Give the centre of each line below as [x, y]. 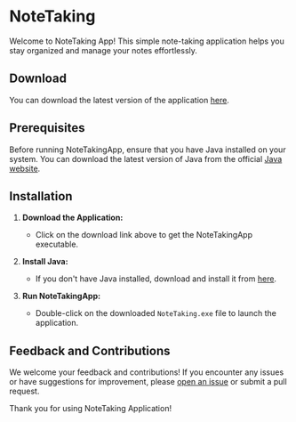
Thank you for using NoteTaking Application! [90, 409]
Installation [41, 196]
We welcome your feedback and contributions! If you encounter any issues [147, 372]
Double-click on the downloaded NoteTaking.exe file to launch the [156, 313]
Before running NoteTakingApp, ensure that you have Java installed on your [148, 150]
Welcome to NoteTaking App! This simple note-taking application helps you [147, 41]
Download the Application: [72, 218]
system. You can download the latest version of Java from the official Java [146, 158]
